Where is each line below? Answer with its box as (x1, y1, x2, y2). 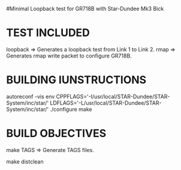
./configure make (50, 105, 92, 113)
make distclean (6, 158, 44, 165)
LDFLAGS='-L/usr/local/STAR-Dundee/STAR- (50, 99, 162, 107)
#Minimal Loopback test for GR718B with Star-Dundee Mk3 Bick (6, 5, 164, 12)
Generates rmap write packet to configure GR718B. (6, 52, 132, 59)
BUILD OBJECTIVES (6, 127, 107, 140)
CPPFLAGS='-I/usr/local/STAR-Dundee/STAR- (56, 93, 170, 100)
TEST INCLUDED (6, 26, 90, 40)
